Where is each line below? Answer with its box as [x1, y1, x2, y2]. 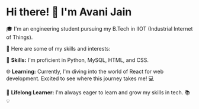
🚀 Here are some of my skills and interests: [6, 45, 111, 52]
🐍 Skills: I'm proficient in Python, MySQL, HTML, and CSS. [6, 56, 149, 64]
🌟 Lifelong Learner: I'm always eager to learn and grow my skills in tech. [6, 88, 184, 96]
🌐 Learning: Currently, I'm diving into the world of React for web [6, 68, 164, 75]
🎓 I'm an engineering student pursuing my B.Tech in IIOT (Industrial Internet [6, 25, 193, 32]
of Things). [6, 34, 33, 41]
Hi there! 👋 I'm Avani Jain [6, 5, 132, 19]
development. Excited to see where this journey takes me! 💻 [6, 75, 154, 82]
